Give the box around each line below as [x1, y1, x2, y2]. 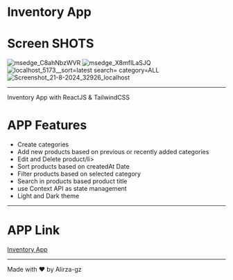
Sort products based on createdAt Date [17, 162, 130, 171]
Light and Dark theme [17, 192, 80, 200]
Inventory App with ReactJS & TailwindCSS [7, 93, 130, 102]
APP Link [7, 223, 60, 239]
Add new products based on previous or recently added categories [17, 148, 209, 156]
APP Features [7, 118, 87, 133]
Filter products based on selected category [17, 170, 141, 178]
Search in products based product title [17, 177, 128, 185]
